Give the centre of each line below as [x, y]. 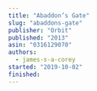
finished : [24, 74]
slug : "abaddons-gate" [45, 23]
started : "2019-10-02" [45, 67]
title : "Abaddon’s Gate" [49, 15]
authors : [22, 52]
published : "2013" [38, 38]
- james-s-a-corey [46, 60]
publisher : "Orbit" [40, 30]
